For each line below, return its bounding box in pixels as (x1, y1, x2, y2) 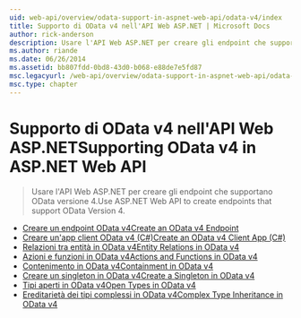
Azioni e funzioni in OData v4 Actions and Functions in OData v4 (21, 251, 258, 262)
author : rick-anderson (9, 30, 94, 39)
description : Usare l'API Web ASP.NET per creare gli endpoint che (9, 38, 267, 47)
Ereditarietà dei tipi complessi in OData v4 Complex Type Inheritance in (21, 288, 284, 300)
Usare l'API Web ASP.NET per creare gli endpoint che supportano (30, 185, 273, 197)
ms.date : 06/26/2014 (9, 55, 87, 64)
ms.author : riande (9, 47, 78, 56)
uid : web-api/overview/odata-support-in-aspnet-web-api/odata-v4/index (9, 13, 282, 22)
